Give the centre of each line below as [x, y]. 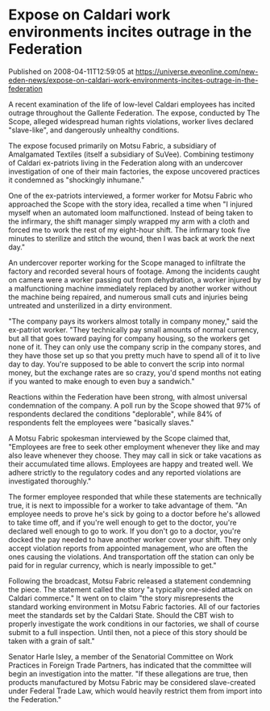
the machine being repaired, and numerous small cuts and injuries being [128, 297]
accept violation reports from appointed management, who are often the [128, 548]
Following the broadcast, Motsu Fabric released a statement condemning [130, 581]
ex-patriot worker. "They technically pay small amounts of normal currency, [134, 329]
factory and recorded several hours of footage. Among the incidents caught [134, 271]
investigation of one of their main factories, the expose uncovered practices [134, 171]
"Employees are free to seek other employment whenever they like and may [134, 446]
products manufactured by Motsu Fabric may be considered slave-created [132, 682]
